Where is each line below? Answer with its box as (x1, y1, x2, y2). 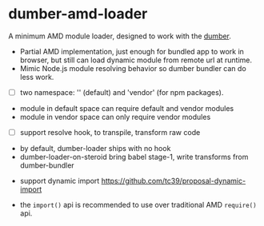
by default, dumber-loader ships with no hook (19, 144, 171, 153)
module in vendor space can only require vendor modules (19, 113, 211, 121)
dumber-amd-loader (8, 5, 148, 23)
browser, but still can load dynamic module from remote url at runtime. (19, 55, 253, 65)
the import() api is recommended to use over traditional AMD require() (19, 200, 258, 210)
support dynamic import (19, 176, 100, 186)
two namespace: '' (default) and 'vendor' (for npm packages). (19, 87, 224, 97)
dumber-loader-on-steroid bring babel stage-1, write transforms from (19, 153, 249, 162)
